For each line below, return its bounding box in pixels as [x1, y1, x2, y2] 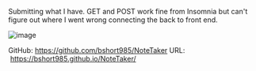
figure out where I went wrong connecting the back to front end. [8, 15, 218, 24]
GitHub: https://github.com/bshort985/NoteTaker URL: [8, 46, 185, 54]
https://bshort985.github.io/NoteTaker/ [10, 54, 136, 63]
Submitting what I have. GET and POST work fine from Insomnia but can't [8, 7, 248, 16]
